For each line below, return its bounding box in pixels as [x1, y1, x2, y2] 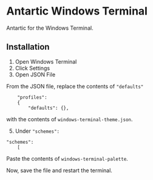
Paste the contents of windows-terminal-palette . [6, 155, 129, 162]
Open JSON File [15, 71, 56, 78]
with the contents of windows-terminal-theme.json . [6, 115, 133, 122]
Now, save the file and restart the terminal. [6, 167, 112, 174]
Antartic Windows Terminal [6, 4, 148, 18]
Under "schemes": [15, 127, 60, 135]
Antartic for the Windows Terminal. [6, 24, 93, 32]
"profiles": [17, 94, 47, 101]
